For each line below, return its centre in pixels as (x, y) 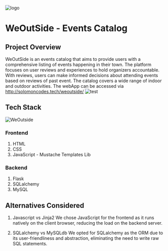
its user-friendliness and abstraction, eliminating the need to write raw (86, 238)
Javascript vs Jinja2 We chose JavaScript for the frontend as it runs (83, 218)
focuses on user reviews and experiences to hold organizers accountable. (82, 70)
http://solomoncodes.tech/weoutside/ (45, 92)
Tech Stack (23, 107)
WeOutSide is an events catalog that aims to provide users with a (73, 59)
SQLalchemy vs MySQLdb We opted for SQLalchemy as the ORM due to (88, 233)
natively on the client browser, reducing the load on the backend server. (88, 223)
